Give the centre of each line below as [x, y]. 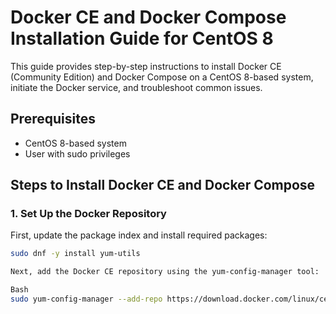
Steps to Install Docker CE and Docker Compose [163, 185]
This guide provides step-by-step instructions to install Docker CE [146, 66]
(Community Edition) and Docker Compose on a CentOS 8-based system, [162, 77]
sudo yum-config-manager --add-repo [86, 299]
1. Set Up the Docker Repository [88, 214]
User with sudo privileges [77, 153]
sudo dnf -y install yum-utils [75, 254]
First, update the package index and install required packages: [139, 235]
